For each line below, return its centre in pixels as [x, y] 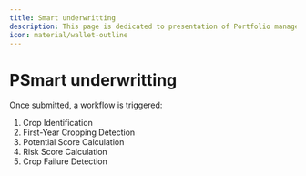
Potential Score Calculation [73, 142]
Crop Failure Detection [65, 161]
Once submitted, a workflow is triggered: [86, 105]
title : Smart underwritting [63, 18]
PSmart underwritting [93, 80]
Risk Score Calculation [65, 152]
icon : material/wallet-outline [69, 35]
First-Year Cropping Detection [79, 132]
